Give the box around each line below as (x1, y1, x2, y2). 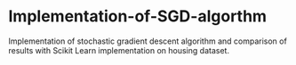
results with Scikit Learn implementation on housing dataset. (8, 45, 230, 55)
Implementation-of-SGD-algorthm (8, 6, 268, 27)
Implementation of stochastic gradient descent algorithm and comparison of (8, 36, 288, 46)
